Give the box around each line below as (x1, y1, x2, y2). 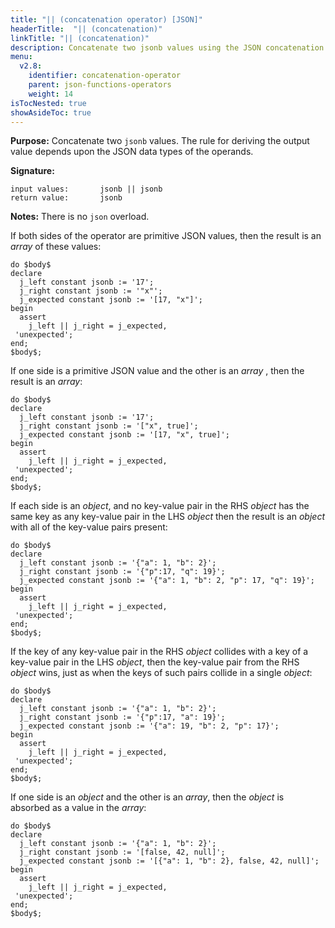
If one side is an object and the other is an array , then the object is (10, 791, 285, 803)
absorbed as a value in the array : (10, 802, 147, 814)
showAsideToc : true (10, 107, 92, 118)
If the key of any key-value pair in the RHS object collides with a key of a (10, 646, 309, 658)
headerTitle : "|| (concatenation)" (10, 24, 163, 34)
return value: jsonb (10, 193, 123, 203)
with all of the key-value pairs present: (10, 521, 168, 533)
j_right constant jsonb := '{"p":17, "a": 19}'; (19, 712, 226, 723)
